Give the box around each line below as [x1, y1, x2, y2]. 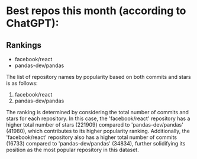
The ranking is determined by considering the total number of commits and [6, 109, 189, 115]
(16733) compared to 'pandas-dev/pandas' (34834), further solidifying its [6, 140, 186, 147]
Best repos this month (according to [6, 4, 186, 18]
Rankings [6, 40, 41, 50]
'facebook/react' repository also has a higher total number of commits [6, 134, 177, 141]
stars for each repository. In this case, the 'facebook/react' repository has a [6, 115, 190, 122]
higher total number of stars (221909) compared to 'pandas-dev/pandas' [6, 121, 183, 128]
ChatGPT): [6, 16, 59, 30]
